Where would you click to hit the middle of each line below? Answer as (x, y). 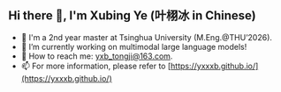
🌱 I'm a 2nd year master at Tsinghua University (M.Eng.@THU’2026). (147, 37)
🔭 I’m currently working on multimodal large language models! (134, 46)
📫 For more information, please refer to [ (96, 66)
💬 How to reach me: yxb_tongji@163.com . (97, 56)
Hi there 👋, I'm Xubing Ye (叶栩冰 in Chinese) (133, 16)
